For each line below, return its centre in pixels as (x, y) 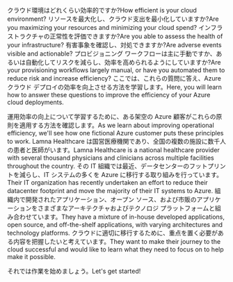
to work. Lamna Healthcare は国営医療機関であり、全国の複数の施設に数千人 (117, 141)
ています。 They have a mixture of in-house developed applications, (128, 217)
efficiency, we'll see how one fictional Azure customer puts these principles (115, 133)
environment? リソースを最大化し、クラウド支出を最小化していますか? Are (113, 19)
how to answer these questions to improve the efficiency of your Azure (109, 95)
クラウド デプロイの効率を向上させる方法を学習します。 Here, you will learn (115, 87)
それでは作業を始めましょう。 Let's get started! (74, 271)
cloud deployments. (35, 102)
